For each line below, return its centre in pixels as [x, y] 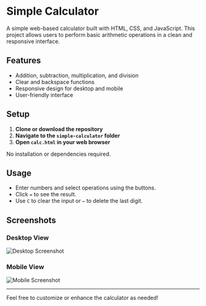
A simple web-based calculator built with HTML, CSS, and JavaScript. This [101, 28]
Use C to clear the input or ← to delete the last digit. [79, 201]
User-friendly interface [44, 95]
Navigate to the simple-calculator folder [68, 136]
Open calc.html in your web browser [63, 142]
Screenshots [31, 220]
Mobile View [25, 267]
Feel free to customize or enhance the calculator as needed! [82, 298]
